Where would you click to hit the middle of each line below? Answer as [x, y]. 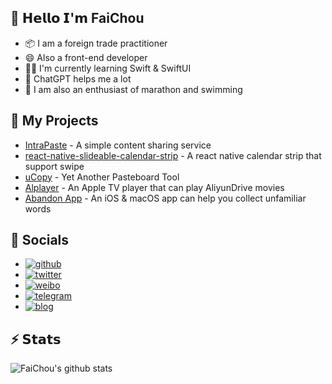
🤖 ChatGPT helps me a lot [78, 78]
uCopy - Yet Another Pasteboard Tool [102, 177]
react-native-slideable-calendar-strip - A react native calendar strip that [173, 155]
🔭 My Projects [54, 121]
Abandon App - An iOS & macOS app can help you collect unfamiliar [165, 198]
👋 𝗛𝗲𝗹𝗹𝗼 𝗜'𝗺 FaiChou [77, 18]
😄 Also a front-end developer [86, 57]
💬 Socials [40, 240]
